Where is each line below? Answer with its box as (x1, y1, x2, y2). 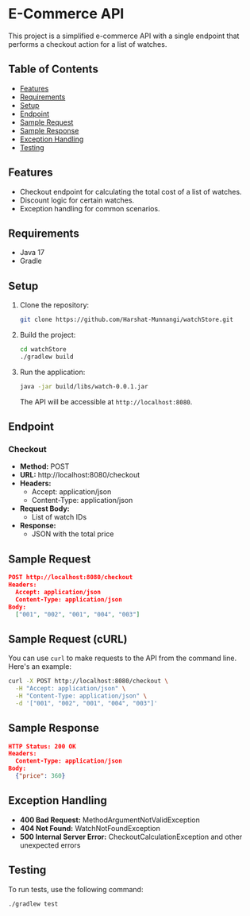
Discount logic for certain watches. (19, 195, 135, 205)
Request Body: (19, 504, 70, 513)
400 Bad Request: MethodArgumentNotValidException (19, 815, 200, 825)
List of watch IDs (31, 512, 87, 522)
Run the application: (19, 367, 86, 377)
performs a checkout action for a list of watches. (8, 39, 167, 48)
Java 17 (19, 248, 45, 257)
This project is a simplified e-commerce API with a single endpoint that (8, 31, 240, 41)
